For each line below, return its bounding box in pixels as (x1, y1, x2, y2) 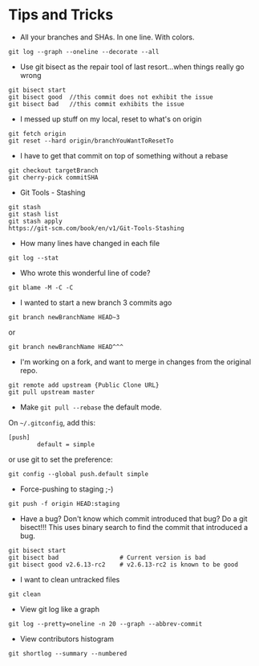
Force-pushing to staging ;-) (19, 484, 114, 494)
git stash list (8, 210, 59, 218)
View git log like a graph (19, 604, 100, 614)
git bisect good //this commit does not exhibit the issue (8, 92, 214, 101)
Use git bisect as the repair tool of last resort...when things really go (19, 62, 245, 72)
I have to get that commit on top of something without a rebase (19, 150, 229, 160)
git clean (8, 590, 42, 598)
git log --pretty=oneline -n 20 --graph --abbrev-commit (8, 619, 203, 628)
